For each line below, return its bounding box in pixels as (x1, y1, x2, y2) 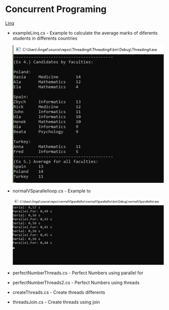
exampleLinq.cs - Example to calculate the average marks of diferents (12, 30, 158, 36)
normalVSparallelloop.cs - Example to (12, 188, 91, 194)
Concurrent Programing (5, 4, 107, 15)
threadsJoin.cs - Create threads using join (12, 299, 100, 305)
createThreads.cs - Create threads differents (12, 289, 106, 295)
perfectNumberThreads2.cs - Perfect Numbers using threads (12, 279, 140, 285)
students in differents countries (12, 35, 78, 41)
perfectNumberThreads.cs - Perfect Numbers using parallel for (12, 270, 143, 276)
